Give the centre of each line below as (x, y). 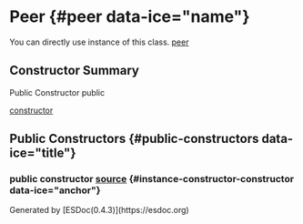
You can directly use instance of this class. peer (99, 42)
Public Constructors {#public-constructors (134, 139)
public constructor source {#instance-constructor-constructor (151, 179)
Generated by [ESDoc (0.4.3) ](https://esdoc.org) (99, 210)
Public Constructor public (57, 92)
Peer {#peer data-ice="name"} (130, 17)
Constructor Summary (74, 71)
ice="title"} (43, 153)
